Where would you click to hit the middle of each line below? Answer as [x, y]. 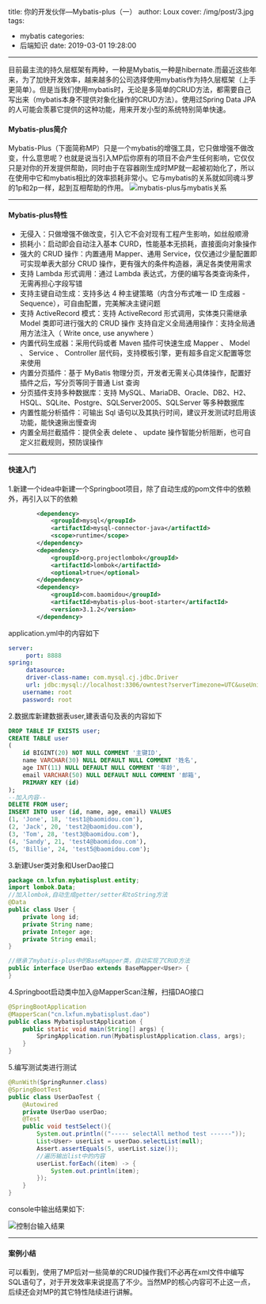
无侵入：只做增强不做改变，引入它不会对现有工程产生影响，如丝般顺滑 [134, 234]
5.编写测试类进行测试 [42, 1067]
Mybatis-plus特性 [38, 215]
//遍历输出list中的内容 [71, 1156]
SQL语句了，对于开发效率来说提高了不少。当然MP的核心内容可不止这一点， [131, 1282]
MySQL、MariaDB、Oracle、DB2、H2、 [184, 393]
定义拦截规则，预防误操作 [61, 442]
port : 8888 [44, 656]
